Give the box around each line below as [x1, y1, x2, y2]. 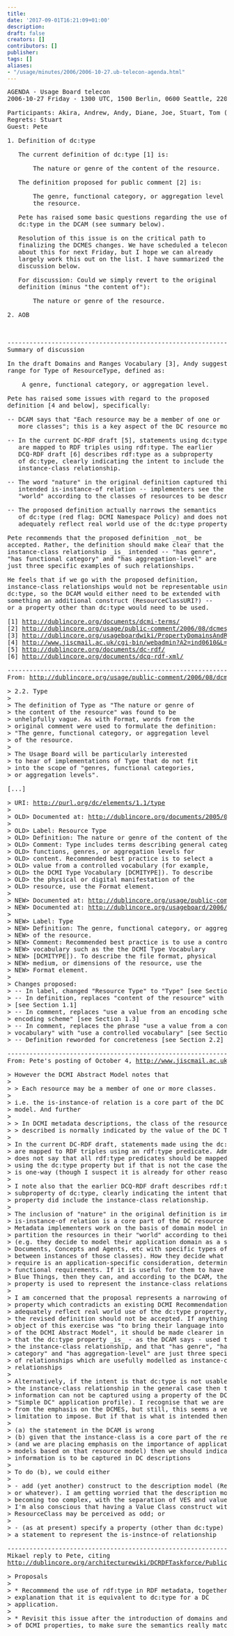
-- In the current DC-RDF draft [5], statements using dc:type [7, 436, 228, 444]
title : [7, 10, 26, 17]
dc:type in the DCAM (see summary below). [18, 220, 166, 228]
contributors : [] [7, 43, 58, 49]
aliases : [7, 62, 33, 69]
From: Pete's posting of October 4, [7, 1057, 132, 1064]
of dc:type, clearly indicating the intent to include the [18, 457, 224, 465]
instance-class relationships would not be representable [7, 583, 210, 590]
